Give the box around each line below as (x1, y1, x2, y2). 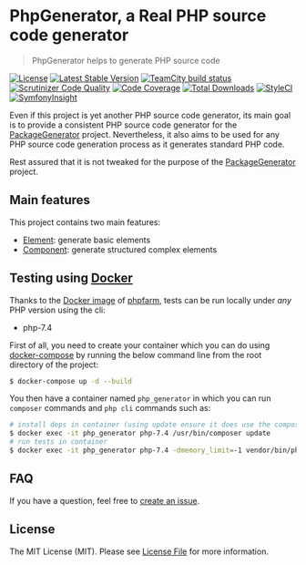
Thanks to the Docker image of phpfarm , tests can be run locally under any (9, 294, 292, 305)
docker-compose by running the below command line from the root (9, 349, 262, 360)
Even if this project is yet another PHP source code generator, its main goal (9, 109, 291, 120)
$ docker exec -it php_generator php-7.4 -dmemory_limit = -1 (9, 446, 243, 456)
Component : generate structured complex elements (22, 243, 218, 255)
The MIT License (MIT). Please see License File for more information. (9, 546, 269, 557)
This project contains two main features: (9, 216, 161, 228)
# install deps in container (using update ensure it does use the (9, 420, 271, 429)
